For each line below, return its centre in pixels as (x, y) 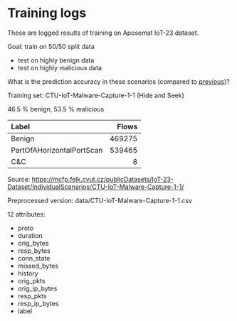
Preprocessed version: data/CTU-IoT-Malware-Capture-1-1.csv (100, 200)
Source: (19, 179)
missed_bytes (38, 266)
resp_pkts (32, 295)
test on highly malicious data (59, 67)
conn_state (34, 258)
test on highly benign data (56, 60)
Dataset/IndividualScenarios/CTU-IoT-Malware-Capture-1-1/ (96, 187)
